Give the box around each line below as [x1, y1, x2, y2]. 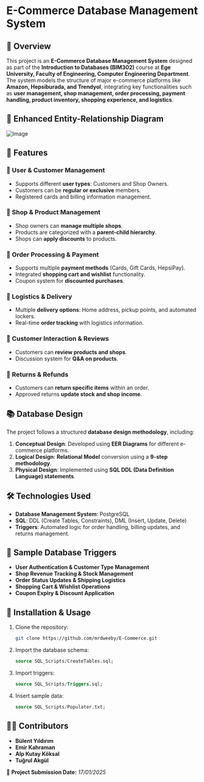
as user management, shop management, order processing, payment [6, 90, 186, 97]
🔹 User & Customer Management [6, 166, 105, 175]
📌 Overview [6, 41, 51, 51]
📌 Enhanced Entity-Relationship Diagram [6, 114, 164, 124]
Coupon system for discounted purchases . [15, 277, 125, 285]
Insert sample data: [15, 692, 64, 700]
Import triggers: [15, 669, 55, 676]
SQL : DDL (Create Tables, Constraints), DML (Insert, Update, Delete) [15, 517, 187, 524]
